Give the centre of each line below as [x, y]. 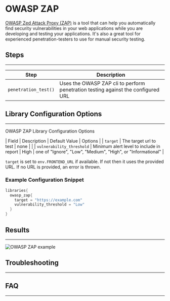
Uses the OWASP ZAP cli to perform [102, 83]
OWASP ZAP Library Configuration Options [50, 131]
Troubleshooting [32, 263]
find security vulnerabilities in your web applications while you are [74, 28]
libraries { [17, 190]
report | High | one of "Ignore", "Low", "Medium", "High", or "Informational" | [85, 152]
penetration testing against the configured [109, 89]
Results [17, 230]
